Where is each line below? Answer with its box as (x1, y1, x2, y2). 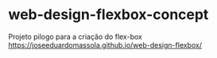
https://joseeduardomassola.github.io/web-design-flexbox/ (8, 40, 203, 49)
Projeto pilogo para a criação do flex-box (8, 32, 143, 41)
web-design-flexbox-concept (8, 6, 209, 24)
